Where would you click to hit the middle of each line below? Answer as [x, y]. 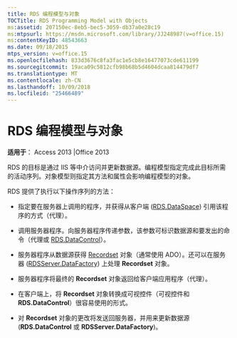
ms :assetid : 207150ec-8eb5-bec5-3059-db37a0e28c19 [84, 27]
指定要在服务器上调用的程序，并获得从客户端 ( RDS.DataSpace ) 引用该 [120, 207]
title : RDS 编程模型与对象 [43, 14]
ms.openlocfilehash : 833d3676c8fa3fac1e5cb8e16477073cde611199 [103, 61]
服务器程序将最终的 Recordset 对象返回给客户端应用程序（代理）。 [115, 279]
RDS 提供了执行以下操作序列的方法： [62, 191]
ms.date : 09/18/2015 [38, 47]
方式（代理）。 [51, 215]
